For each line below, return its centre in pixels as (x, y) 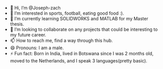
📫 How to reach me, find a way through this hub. (61, 40)
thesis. (17, 24)
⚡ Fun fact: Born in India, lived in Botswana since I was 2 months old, (82, 54)
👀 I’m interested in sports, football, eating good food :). (67, 13)
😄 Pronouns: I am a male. (37, 48)
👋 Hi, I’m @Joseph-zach (35, 8)
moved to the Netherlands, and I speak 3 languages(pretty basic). (79, 61)
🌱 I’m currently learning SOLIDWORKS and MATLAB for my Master (79, 19)
